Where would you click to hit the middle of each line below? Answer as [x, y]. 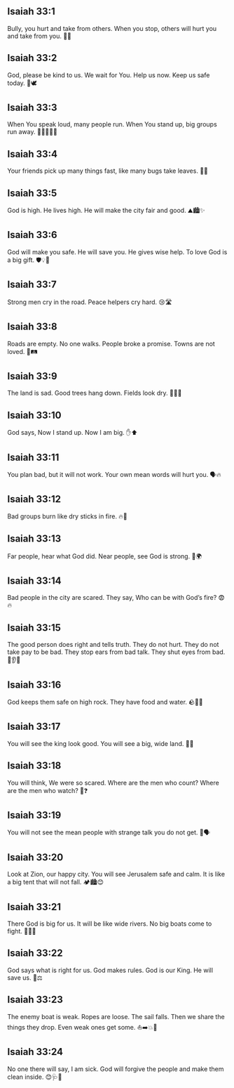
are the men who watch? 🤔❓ [48, 790]
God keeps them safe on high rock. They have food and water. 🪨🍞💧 [105, 702]
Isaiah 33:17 [34, 727]
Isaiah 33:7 [32, 285]
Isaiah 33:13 [34, 539]
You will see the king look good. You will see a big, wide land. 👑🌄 [101, 743]
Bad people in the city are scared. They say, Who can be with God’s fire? [112, 598]
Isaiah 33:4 [33, 154]
